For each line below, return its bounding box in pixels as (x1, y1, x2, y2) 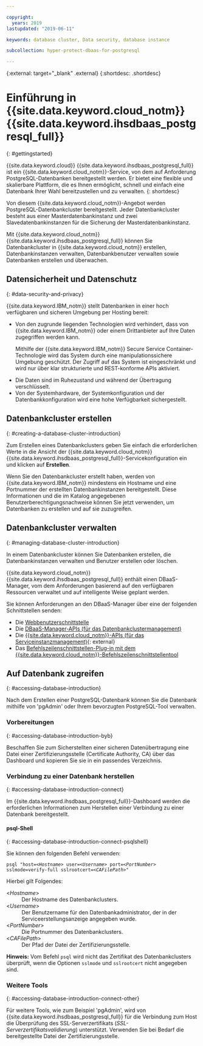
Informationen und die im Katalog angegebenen (6, 492, 126, 500)
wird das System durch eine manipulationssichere (47, 352, 173, 359)
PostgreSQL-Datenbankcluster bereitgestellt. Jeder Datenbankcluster (6, 206, 180, 213)
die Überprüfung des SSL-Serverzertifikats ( (6, 1020, 117, 1027)
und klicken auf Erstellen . (6, 461, 71, 468)
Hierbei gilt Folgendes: (6, 878, 63, 885)
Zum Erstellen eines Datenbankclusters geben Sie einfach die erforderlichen (6, 441, 198, 448)
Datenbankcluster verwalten (6, 523, 117, 533)
